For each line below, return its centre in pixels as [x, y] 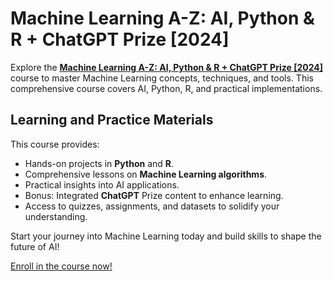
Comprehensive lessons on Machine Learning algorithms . [146, 174]
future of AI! [35, 246]
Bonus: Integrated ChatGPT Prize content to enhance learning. [154, 195]
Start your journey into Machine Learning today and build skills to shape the [166, 236]
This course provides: [55, 144]
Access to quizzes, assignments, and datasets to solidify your [152, 206]
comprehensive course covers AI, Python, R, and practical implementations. [166, 88]
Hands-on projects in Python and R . [99, 163]
